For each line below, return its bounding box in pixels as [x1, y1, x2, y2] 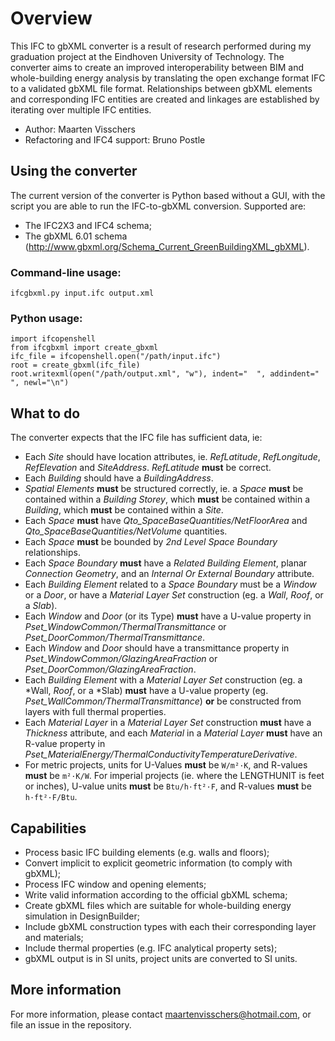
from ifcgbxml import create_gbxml [10, 343, 159, 353]
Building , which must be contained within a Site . [24, 504, 224, 516]
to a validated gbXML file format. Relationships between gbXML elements [10, 82, 313, 94]
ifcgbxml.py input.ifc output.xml [10, 288, 155, 299]
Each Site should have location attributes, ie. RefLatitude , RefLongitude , [24, 451, 321, 463]
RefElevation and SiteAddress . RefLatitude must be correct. [24, 462, 272, 474]
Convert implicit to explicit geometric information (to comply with [24, 857, 293, 869]
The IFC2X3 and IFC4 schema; [24, 219, 152, 231]
